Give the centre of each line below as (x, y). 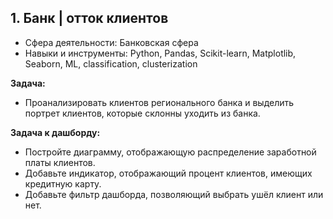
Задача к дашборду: (55, 132)
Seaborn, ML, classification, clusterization (111, 63)
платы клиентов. (60, 162)
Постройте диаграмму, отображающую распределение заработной (170, 152)
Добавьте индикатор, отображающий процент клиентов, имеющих (168, 173)
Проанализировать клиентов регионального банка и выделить (159, 102)
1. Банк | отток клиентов (89, 18)
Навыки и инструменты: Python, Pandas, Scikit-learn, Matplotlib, (160, 53)
